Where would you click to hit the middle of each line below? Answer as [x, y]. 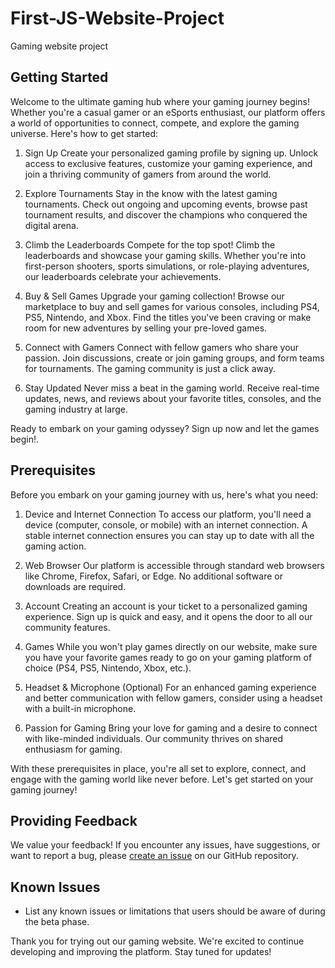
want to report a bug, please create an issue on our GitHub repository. [154, 856]
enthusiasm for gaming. [73, 749]
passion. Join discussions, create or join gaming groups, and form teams [174, 358]
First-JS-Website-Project [117, 18]
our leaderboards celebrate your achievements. [123, 276]
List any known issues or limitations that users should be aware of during [175, 911]
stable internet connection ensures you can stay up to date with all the [169, 535]
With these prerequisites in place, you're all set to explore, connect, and [158, 768]
